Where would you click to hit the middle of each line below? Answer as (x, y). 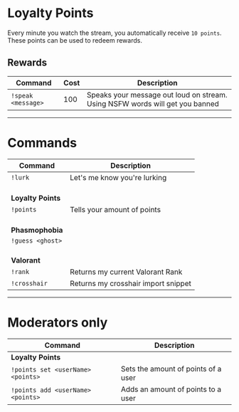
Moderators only (58, 322)
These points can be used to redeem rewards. (75, 40)
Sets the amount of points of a (171, 369)
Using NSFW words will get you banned (153, 103)
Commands (42, 143)
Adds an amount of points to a (171, 389)
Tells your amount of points (116, 209)
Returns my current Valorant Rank (126, 272)
